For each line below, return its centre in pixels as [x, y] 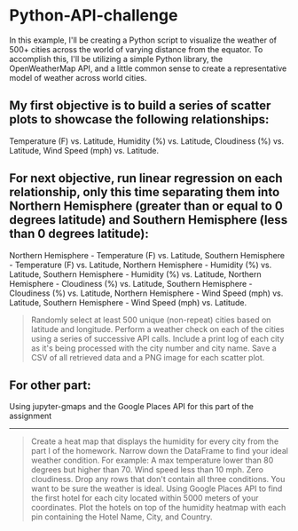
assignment [31, 416]
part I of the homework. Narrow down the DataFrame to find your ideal [159, 451]
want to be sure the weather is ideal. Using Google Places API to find [157, 488]
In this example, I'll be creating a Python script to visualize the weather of [143, 40]
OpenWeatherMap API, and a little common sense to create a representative [148, 68]
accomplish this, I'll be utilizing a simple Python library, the [116, 59]
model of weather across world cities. [78, 77]
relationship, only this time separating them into [145, 192]
